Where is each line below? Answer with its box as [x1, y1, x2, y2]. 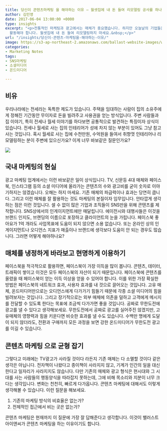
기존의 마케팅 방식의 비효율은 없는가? [12, 398, 84, 404]
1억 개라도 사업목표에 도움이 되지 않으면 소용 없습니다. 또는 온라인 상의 [18, 220, 154, 226]
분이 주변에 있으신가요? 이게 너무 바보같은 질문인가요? [26, 137, 131, 143]
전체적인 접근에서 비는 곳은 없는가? [12, 404, 80, 410]
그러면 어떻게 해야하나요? [15, 233, 65, 239]
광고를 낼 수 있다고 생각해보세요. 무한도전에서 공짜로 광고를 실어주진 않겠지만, [5, 307, 155, 313]
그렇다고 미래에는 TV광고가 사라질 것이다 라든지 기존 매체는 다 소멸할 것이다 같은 [5, 356, 161, 362]
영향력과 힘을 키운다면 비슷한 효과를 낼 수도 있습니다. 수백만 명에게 [22, 313, 151, 319]
